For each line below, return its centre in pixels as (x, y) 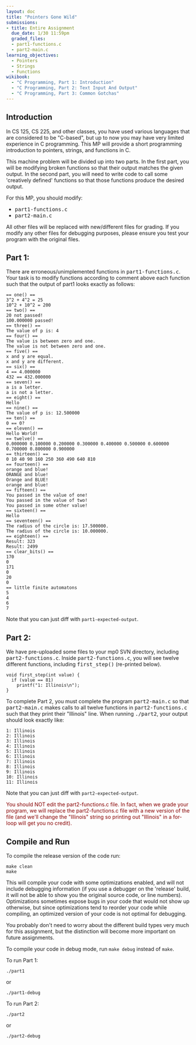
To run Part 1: (22, 960)
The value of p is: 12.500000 (43, 413)
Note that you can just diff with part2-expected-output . (72, 793)
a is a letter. (25, 387)
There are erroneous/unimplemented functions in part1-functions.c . (93, 272)
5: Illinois (21, 751)
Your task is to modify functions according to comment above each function (98, 278)
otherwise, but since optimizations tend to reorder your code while (87, 907)
